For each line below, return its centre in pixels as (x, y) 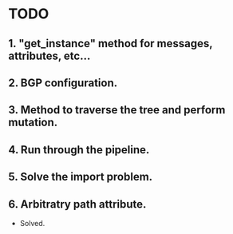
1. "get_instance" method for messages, (111, 44)
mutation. (33, 123)
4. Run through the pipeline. (79, 150)
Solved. (32, 223)
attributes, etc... (49, 56)
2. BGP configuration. (63, 83)
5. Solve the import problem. (81, 177)
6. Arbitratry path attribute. (77, 204)
